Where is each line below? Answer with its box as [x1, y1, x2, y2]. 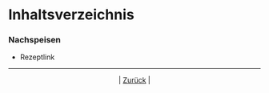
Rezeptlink [19, 52, 55, 62]
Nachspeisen [8, 34, 62, 46]
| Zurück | [118, 75, 151, 85]
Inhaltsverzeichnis [8, 6, 134, 24]
